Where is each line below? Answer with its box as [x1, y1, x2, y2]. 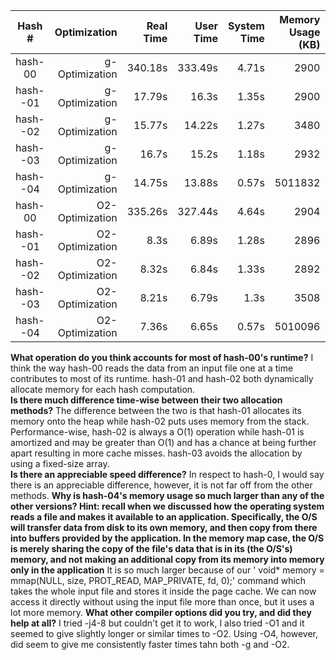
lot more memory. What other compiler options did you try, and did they [10, 607, 312, 618]
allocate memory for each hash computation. [10, 384, 196, 395]
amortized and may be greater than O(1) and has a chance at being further [10, 437, 317, 448]
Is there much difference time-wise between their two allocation [10, 394, 283, 406]
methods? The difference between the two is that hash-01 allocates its [10, 405, 302, 416]
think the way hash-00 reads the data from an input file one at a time [10, 362, 294, 374]
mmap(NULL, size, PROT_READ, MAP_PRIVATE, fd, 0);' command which [10, 575, 307, 586]
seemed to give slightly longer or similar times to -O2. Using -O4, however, [10, 628, 319, 639]
